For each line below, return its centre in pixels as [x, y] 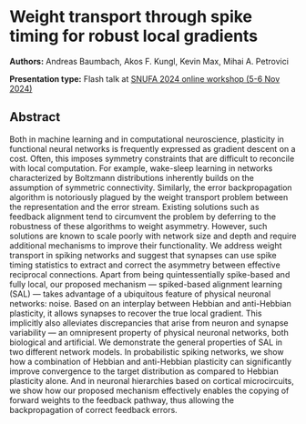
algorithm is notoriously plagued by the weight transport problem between [149, 197]
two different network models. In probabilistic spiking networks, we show [147, 351]
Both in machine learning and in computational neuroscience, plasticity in [147, 139]
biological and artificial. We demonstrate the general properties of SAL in [146, 342]
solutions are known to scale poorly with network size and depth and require [153, 236]
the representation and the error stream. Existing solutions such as [134, 207]
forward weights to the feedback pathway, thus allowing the [122, 400]
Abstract [35, 117]
